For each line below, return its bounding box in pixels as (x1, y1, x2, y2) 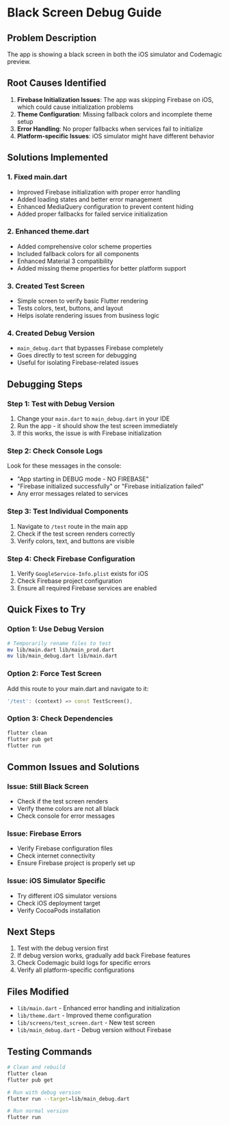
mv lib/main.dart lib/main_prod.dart (7, 646, 115, 653)
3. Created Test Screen (7, 281, 85, 290)
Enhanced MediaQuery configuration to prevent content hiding (16, 202, 193, 210)
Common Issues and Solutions (7, 761, 140, 773)
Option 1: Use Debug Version (7, 625, 105, 634)
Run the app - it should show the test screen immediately (16, 422, 178, 430)
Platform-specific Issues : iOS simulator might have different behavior (16, 132, 215, 140)
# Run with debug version (7, 1089, 81, 1096)
